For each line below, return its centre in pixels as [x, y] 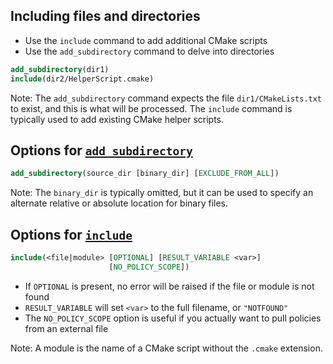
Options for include [71, 234]
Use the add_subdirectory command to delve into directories [149, 51]
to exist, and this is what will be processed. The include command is [151, 108]
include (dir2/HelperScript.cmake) [82, 79]
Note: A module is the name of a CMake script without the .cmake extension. [166, 348]
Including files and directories [105, 16]
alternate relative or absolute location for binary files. [119, 203]
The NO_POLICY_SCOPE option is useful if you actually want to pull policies [173, 318]
